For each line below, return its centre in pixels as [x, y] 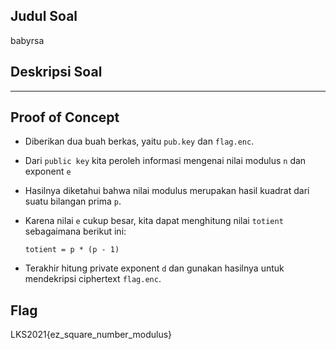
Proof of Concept [65, 117]
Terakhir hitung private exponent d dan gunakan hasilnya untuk [154, 268]
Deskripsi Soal [56, 72]
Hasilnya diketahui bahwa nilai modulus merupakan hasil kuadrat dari [167, 191]
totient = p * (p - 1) [72, 250]
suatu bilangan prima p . [73, 201]
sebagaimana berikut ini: [75, 231]
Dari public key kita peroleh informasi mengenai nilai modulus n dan [165, 161]
